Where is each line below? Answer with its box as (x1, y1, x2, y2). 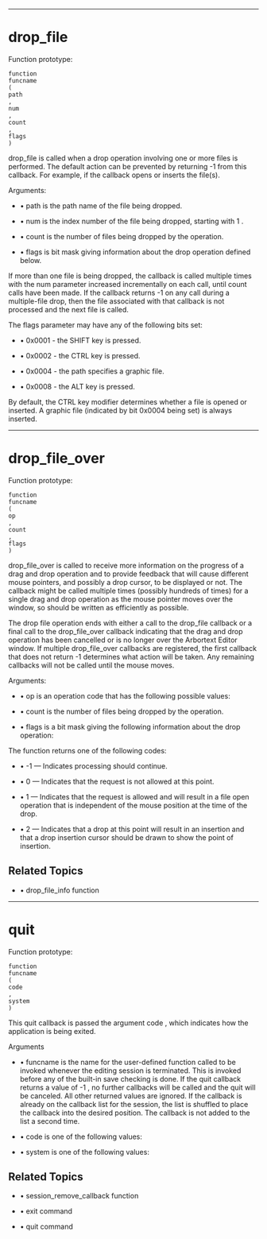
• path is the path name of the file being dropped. (19, 200, 183, 211)
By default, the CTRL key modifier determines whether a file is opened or (8, 397, 248, 406)
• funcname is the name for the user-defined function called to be (19, 1057, 236, 1067)
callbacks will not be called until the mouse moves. (8, 660, 175, 670)
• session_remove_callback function (19, 1191, 139, 1201)
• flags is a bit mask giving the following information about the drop (19, 722, 241, 731)
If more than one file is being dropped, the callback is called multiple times (8, 271, 252, 281)
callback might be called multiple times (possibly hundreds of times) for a (8, 586, 249, 595)
